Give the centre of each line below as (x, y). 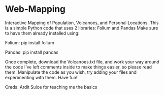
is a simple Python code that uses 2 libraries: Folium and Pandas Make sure (82, 28)
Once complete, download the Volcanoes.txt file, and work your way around (82, 62)
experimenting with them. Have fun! (41, 77)
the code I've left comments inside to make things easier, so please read (79, 67)
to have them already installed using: (42, 33)
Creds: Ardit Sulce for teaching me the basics (51, 87)
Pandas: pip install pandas (32, 52)
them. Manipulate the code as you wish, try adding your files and (71, 72)
